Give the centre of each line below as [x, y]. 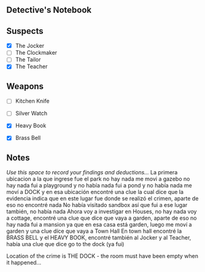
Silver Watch [31, 114]
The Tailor [28, 60]
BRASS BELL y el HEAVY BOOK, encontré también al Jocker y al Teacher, [99, 238]
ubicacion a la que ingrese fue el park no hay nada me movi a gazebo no [98, 179]
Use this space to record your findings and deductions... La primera [92, 173]
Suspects [25, 31]
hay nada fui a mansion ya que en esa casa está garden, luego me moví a [99, 225]
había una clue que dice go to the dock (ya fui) [65, 244]
